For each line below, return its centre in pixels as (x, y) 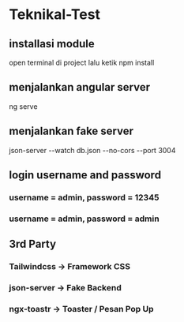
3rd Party (33, 244)
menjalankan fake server (71, 131)
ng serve (23, 106)
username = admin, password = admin (84, 219)
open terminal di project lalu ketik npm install (82, 62)
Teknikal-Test (55, 15)
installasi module (52, 44)
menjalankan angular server (80, 87)
